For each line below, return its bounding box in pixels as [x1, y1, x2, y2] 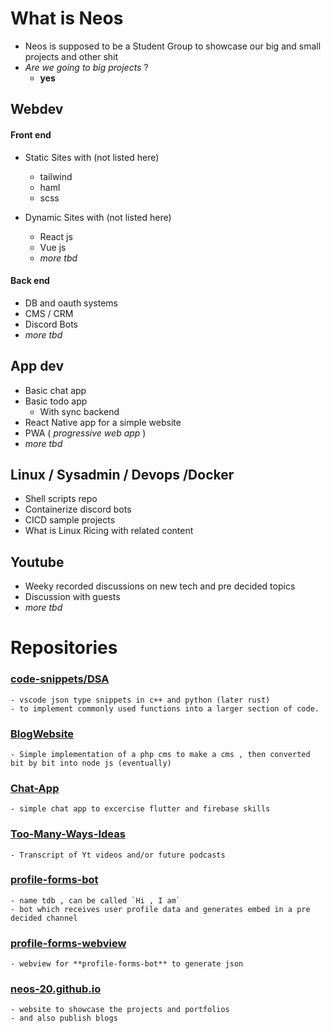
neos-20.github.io [10, 982, 102, 996]
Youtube [10, 553, 65, 571]
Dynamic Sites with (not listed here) [24, 211, 172, 223]
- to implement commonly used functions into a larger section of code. [10, 703, 320, 714]
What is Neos [10, 7, 124, 30]
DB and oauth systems [24, 297, 119, 309]
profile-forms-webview [10, 936, 127, 950]
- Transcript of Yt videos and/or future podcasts [10, 850, 226, 860]
